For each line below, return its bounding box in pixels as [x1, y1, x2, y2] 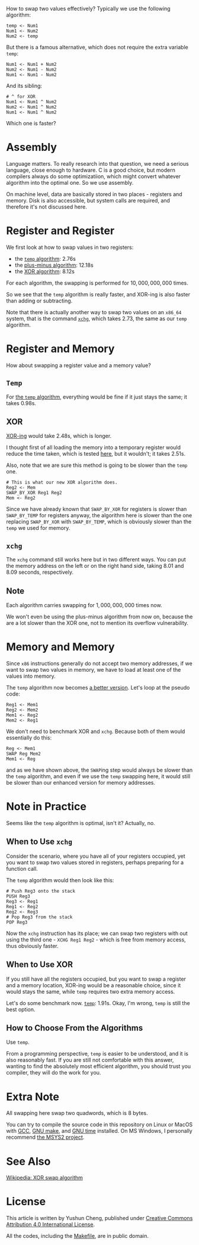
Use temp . [6, 1039, 30, 1046]
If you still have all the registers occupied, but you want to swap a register [6, 975, 187, 982]
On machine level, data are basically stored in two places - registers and [6, 190, 182, 198]
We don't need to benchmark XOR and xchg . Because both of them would [6, 728, 185, 735]
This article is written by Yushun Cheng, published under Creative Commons [6, 1215, 193, 1222]
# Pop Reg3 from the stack [6, 914, 73, 920]
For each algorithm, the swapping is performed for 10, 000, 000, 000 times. [6, 279, 188, 286]
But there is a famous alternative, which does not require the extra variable [6, 44, 188, 50]
